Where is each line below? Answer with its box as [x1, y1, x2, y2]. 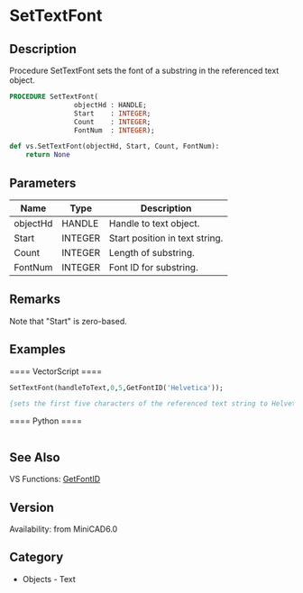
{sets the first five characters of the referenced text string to [9, 399, 269, 408]
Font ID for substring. [108, 260, 198, 273]
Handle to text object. [108, 217, 200, 230]
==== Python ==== [9, 415, 83, 426]
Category [9, 550, 64, 565]
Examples [9, 342, 66, 357]
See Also [9, 450, 60, 465]
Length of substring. [108, 246, 196, 259]
